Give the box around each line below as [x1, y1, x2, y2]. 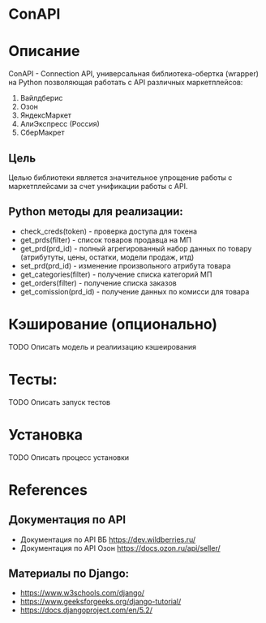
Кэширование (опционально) [8, 315, 217, 333]
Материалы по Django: [8, 566, 130, 580]
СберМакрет [19, 127, 65, 138]
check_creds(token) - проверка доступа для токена [19, 226, 197, 236]
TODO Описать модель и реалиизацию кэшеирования [8, 342, 197, 351]
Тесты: [8, 370, 58, 389]
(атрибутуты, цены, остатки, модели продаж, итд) [19, 252, 195, 262]
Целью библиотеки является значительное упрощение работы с [8, 172, 233, 183]
